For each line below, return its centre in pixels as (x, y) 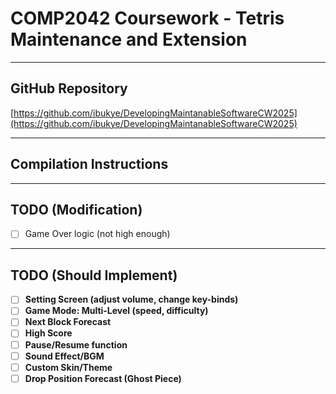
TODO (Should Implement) (94, 275)
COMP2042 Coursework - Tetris (147, 18)
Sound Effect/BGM (64, 356)
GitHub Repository (69, 88)
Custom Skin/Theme (68, 367)
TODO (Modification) (76, 209)
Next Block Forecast (68, 322)
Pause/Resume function (76, 344)
